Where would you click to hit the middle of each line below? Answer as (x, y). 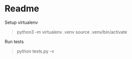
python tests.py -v (35, 51)
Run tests (14, 41)
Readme (22, 9)
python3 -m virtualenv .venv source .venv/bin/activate (72, 32)
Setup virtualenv (21, 22)
